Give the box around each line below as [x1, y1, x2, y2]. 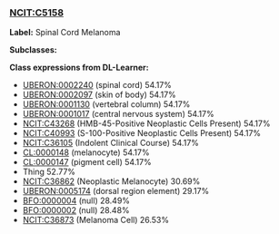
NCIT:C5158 [9, 6, 65, 19]
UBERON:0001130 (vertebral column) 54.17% [22, 99, 191, 110]
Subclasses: [9, 44, 57, 55]
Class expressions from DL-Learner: [9, 62, 149, 73]
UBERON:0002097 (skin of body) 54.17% [22, 89, 177, 101]
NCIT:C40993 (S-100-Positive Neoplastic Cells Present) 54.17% [22, 128, 262, 139]
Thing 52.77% [22, 166, 75, 178]
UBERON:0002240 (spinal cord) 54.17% [22, 80, 173, 91]
